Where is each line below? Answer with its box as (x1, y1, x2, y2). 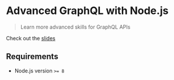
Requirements (6, 51, 58, 62)
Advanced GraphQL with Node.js (6, 4, 169, 18)
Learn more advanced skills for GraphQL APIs (20, 23, 131, 30)
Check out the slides (6, 34, 55, 41)
